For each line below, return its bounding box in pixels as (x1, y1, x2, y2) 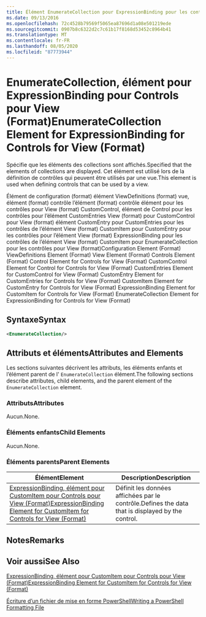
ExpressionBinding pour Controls (6, 88, 179, 102)
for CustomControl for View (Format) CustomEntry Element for (6, 271, 164, 278)
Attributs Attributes (6, 399, 64, 408)
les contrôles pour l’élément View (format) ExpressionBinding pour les (6, 231, 183, 239)
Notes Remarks (6, 535, 64, 546)
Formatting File (6, 604, 45, 611)
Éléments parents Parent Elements (6, 457, 110, 466)
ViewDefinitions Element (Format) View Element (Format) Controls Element (6, 251, 195, 258)
